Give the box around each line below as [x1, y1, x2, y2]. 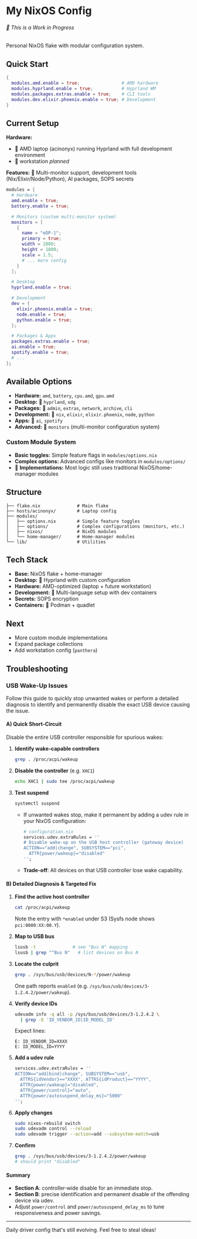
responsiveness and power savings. [14, 1210, 101, 1217]
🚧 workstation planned [14, 158, 69, 165]
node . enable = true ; [16, 312, 67, 317]
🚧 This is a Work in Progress [6, 24, 74, 31]
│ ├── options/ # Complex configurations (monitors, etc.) [6, 523, 185, 530]
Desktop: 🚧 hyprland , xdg [14, 399, 76, 406]
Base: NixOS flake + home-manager [14, 570, 103, 577]
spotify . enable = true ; [11, 350, 69, 356]
